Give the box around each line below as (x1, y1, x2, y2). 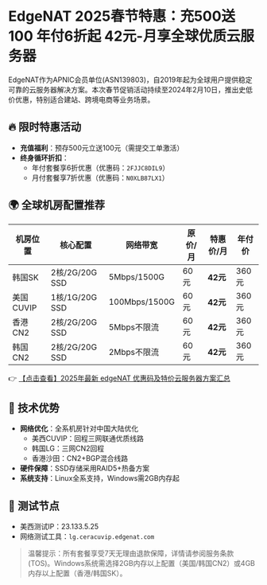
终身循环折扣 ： (19, 153, 69, 162)
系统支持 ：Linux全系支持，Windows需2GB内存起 (19, 474, 180, 483)
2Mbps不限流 (108, 346, 160, 357)
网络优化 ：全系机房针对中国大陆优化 (19, 423, 139, 434)
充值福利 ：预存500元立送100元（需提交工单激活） (19, 142, 184, 152)
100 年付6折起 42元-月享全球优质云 (8, 27, 241, 45)
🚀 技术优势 (8, 401, 60, 415)
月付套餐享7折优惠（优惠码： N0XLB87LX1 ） (31, 173, 169, 182)
